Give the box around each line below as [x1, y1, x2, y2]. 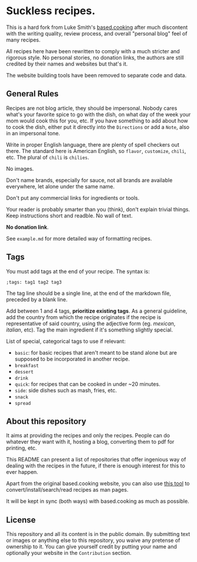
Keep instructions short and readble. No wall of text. [6, 212, 133, 219]
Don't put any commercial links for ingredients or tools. [6, 194, 140, 202]
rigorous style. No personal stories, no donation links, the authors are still [6, 54, 184, 61]
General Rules [6, 89, 59, 99]
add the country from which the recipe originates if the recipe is [6, 313, 161, 320]
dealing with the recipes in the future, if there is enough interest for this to [6, 462, 186, 469]
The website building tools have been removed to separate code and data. [6, 72, 187, 79]
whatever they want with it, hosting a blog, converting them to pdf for [6, 438, 175, 446]
